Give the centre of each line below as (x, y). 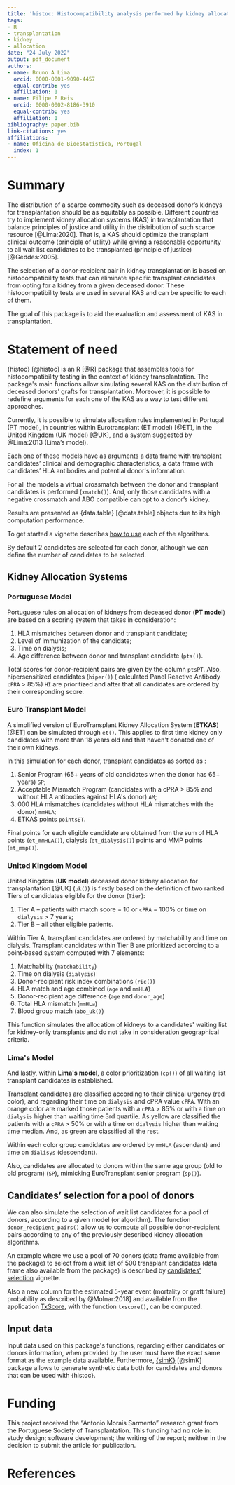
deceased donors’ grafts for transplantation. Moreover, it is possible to (109, 391)
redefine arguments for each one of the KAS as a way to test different (107, 399)
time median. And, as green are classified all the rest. (84, 1131)
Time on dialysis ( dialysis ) (56, 974)
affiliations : (28, 137)
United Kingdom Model (47, 865)
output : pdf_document (39, 60)
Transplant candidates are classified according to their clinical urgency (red (116, 1094)
